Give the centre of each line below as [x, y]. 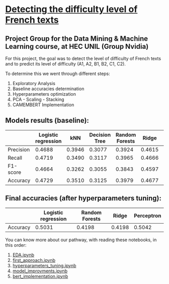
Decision [100, 134]
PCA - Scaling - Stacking [38, 99]
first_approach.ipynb [34, 260]
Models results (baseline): [47, 121]
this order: [16, 245]
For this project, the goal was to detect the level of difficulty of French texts [83, 58]
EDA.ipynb [23, 255]
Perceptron [148, 216]
